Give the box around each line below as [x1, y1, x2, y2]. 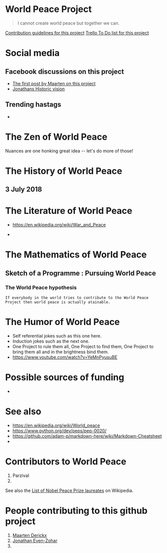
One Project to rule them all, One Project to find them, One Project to [12, 344, 154, 350]
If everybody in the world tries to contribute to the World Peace [5, 296, 149, 301]
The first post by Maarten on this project [12, 80, 96, 86]
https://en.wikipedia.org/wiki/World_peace [12, 422, 100, 428]
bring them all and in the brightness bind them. [12, 349, 109, 355]
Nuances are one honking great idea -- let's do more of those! [5, 148, 133, 154]
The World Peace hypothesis [5, 284, 77, 291]
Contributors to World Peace [5, 456, 126, 467]
